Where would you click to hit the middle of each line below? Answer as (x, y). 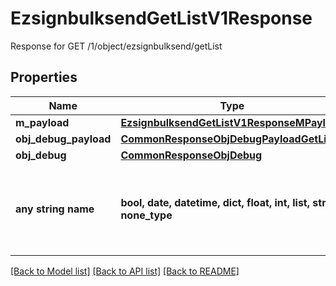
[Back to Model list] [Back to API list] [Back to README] (125, 271)
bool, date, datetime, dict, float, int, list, (215, 202)
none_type (146, 215)
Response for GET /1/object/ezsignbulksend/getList (116, 46)
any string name (55, 209)
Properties (44, 77)
